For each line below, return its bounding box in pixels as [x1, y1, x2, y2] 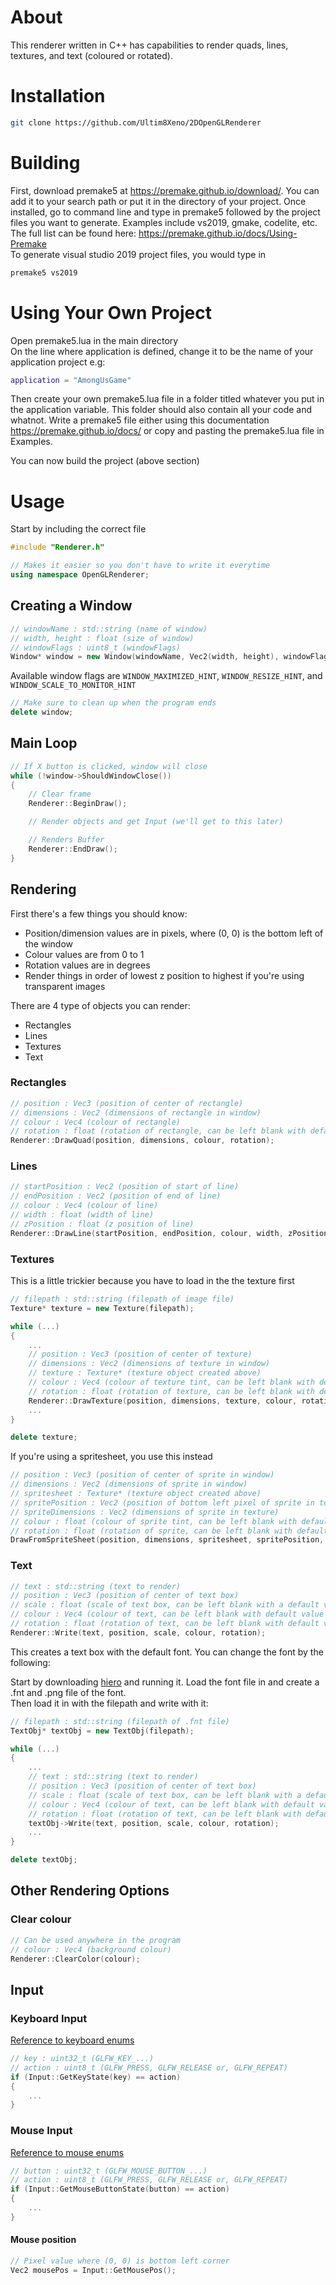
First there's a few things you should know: [10, 907, 188, 920]
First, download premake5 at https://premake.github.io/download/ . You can [10, 184, 320, 196]
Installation [10, 85, 106, 108]
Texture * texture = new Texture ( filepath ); [10, 1303, 195, 1313]
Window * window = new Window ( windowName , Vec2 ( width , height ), [10, 652, 280, 662]
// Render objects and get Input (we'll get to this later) [28, 817, 284, 827]
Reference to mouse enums [10, 2146, 125, 2158]
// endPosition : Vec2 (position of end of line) [10, 1191, 222, 1201]
